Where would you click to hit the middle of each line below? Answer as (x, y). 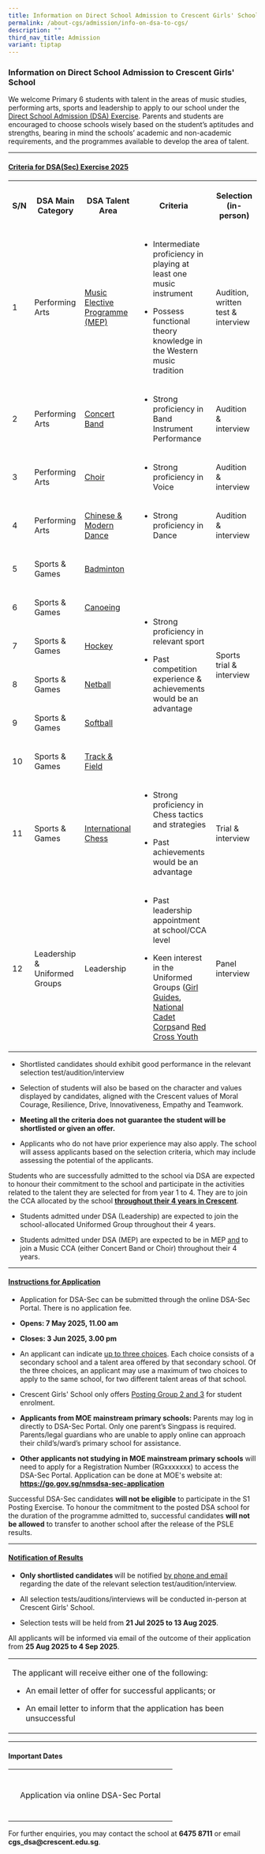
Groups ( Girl (175, 987)
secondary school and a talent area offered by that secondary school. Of (138, 1362)
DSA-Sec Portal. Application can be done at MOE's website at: (121, 1475)
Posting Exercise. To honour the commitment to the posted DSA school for (129, 1507)
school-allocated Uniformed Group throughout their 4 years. (118, 1224)
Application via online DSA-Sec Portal (91, 1796)
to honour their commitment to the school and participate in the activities (127, 1184)
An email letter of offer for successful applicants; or (121, 1691)
